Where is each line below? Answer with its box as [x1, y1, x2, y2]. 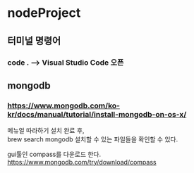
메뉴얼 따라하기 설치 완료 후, [7, 127, 85, 135]
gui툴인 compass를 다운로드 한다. [7, 150, 102, 159]
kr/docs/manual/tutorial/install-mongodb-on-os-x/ [7, 109, 187, 119]
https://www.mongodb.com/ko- [7, 101, 120, 110]
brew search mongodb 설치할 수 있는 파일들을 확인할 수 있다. [7, 135, 178, 143]
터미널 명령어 [7, 34, 61, 46]
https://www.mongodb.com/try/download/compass [7, 158, 157, 167]
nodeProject [7, 5, 81, 21]
